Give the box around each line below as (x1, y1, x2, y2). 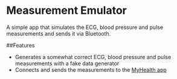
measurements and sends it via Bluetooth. (6, 30, 111, 37)
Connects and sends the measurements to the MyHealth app (14, 66, 167, 73)
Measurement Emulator (6, 4, 127, 17)
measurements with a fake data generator (14, 60, 120, 67)
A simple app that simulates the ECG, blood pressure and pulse (6, 24, 164, 31)
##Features (6, 42, 35, 49)
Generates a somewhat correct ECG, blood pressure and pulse (14, 53, 172, 60)
